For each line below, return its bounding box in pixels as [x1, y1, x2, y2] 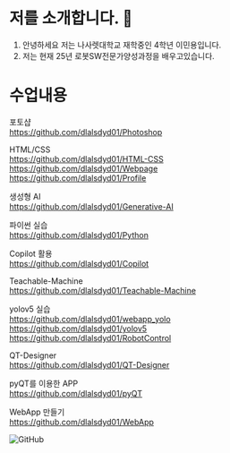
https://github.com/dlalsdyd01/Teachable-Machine [9, 285, 197, 295]
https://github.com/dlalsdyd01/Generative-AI [9, 201, 175, 211]
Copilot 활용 [9, 248, 53, 259]
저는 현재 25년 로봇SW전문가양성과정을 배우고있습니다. [21, 50, 215, 61]
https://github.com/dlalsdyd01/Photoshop [9, 126, 163, 137]
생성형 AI [9, 191, 41, 201]
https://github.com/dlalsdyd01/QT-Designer [9, 359, 170, 370]
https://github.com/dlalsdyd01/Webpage [9, 163, 158, 174]
